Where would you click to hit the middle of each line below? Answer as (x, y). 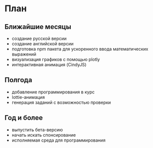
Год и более (24, 118)
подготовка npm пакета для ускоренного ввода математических (80, 49)
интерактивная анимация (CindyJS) (49, 65)
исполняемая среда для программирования (59, 140)
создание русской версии (39, 38)
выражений (24, 54)
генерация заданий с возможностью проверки (61, 102)
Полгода (18, 80)
